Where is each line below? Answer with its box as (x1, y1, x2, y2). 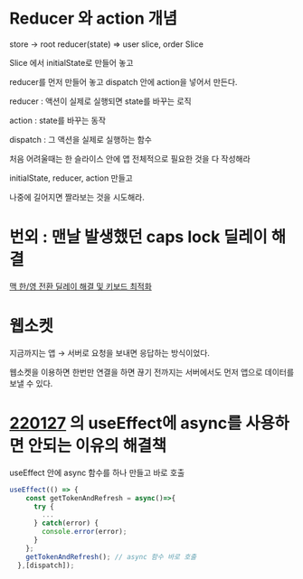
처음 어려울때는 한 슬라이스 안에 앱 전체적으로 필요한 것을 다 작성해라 (9, 153, 251, 163)
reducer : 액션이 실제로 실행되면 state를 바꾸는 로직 (9, 96, 192, 107)
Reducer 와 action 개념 (9, 8, 178, 29)
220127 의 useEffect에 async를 (9, 413, 242, 434)
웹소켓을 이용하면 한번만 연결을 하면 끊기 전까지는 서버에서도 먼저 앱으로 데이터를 (9, 367, 295, 378)
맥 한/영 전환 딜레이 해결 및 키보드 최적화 (9, 281, 152, 292)
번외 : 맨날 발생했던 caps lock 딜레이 (9, 227, 269, 247)
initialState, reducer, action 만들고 (9, 173, 133, 183)
